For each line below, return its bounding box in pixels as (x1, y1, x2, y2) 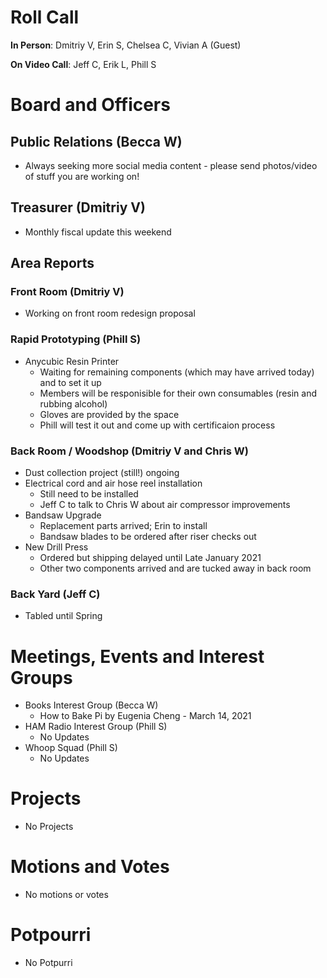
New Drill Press (24, 541, 89, 553)
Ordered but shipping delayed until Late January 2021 (39, 552, 262, 564)
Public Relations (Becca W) (10, 133, 183, 150)
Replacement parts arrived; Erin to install (39, 520, 208, 532)
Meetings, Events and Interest (10, 645, 265, 668)
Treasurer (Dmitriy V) (10, 199, 146, 216)
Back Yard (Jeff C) (10, 587, 101, 601)
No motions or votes (24, 889, 109, 901)
